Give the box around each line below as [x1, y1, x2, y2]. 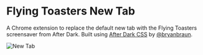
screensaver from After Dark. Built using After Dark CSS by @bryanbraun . [6, 30, 193, 37]
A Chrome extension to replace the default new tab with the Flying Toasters [6, 24, 197, 31]
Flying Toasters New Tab [6, 4, 136, 18]
